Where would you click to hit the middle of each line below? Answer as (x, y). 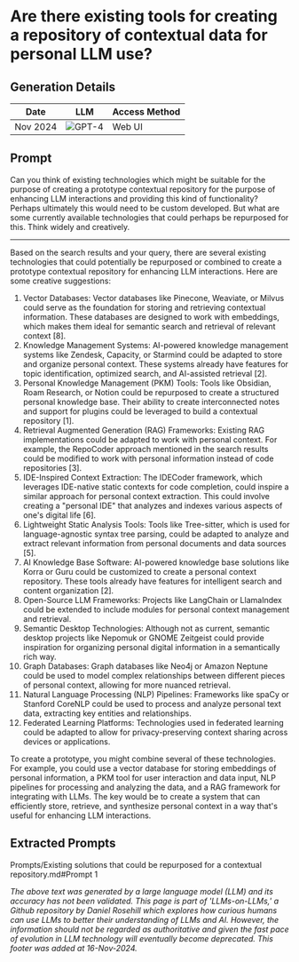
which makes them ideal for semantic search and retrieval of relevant (149, 326)
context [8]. (44, 336)
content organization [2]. (68, 590)
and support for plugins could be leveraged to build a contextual (140, 411)
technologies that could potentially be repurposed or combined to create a (146, 262)
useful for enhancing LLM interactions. (81, 815)
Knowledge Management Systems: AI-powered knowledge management (156, 345)
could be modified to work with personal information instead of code (148, 458)
